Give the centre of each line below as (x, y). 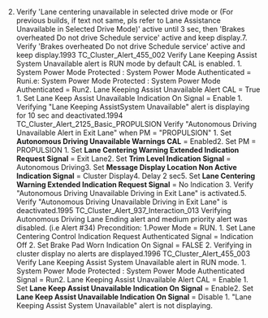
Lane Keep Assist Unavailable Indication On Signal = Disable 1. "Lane (134, 297)
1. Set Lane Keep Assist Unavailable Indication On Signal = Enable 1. (129, 98)
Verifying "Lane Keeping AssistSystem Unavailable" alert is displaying (133, 107)
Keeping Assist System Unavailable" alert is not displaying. (114, 305)
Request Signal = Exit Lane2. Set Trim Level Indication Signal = (123, 159)
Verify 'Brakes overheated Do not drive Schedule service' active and (131, 46)
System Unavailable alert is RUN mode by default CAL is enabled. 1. (129, 63)
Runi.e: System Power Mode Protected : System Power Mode (118, 81)
